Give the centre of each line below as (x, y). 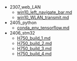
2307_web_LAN (25, 7)
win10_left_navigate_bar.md (44, 12)
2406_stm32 (22, 33)
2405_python (23, 22)
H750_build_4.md (34, 54)
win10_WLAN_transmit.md (43, 17)
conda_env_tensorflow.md (43, 28)
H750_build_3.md (34, 49)
